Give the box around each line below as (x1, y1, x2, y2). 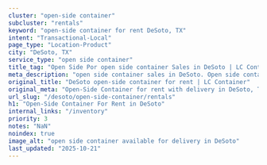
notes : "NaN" (8, 122, 52, 130)
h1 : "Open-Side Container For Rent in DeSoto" (8, 100, 165, 108)
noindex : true (8, 129, 56, 137)
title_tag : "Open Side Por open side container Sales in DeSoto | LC (8, 63, 244, 71)
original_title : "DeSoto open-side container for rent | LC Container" (8, 78, 250, 86)
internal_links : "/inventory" (8, 108, 109, 116)
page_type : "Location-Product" (8, 41, 112, 49)
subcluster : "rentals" (8, 19, 83, 27)
